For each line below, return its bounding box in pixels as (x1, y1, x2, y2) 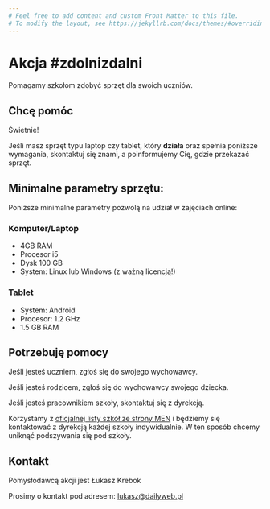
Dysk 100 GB (19, 259, 63, 268)
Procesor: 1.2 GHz (19, 313, 80, 323)
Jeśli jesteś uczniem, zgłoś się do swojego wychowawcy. (8, 367, 198, 377)
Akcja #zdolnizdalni (8, 54, 143, 72)
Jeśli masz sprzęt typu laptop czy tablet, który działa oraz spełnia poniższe (8, 141, 259, 151)
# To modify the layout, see (8, 19, 106, 27)
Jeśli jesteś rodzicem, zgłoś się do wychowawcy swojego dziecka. (8, 383, 229, 392)
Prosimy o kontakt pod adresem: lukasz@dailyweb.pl (8, 491, 183, 501)
